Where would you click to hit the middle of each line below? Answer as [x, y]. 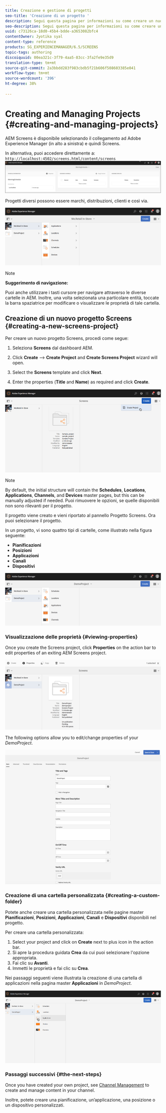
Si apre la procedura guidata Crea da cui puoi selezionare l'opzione [81, 953]
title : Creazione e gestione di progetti [48, 10]
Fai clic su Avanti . [30, 963]
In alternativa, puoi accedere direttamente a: [50, 153]
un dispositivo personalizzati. [35, 1105]
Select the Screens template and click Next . [57, 372]
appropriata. [25, 958]
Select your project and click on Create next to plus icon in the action [83, 942]
